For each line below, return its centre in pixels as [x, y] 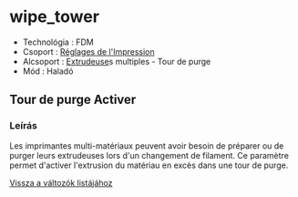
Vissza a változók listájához [61, 182]
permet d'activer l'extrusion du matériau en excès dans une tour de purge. [149, 165]
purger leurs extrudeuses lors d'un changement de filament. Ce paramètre [149, 155]
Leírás [24, 126]
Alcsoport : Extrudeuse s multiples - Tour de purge [117, 61]
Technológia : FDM [58, 42]
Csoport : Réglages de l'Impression [88, 51]
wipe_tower [55, 17]
